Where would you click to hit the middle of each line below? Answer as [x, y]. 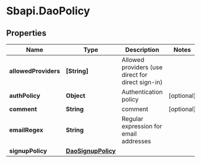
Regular [133, 119]
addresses [136, 141]
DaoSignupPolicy [91, 151]
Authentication [142, 92]
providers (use [142, 67]
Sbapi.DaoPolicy [48, 11]
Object [75, 96]
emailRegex [26, 130]
